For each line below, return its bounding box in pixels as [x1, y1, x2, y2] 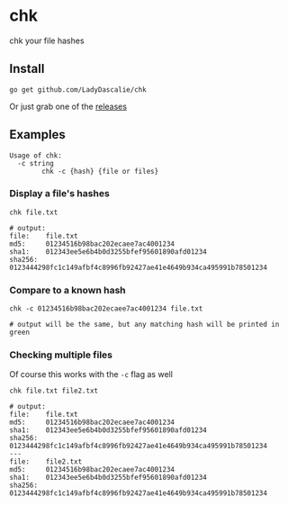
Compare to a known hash [9, 284, 126, 296]
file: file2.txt [9, 457, 83, 466]
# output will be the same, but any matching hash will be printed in [9, 320, 280, 329]
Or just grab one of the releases [9, 101, 128, 112]
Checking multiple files [9, 348, 112, 361]
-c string [17, 158, 54, 167]
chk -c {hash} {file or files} [41, 167, 159, 176]
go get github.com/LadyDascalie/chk [9, 85, 147, 95]
